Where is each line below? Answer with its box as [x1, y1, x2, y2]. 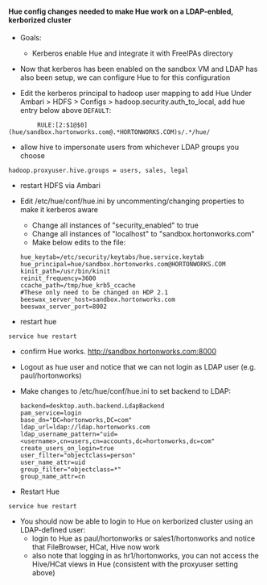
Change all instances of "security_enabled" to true [31, 220, 199, 230]
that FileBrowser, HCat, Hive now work [31, 542, 160, 552]
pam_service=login [19, 409, 82, 417]
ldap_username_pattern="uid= [19, 430, 118, 439]
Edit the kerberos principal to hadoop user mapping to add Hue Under [19, 89, 252, 98]
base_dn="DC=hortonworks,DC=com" [19, 416, 133, 424]
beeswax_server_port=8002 [19, 303, 107, 311]
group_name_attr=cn [19, 473, 86, 481]
